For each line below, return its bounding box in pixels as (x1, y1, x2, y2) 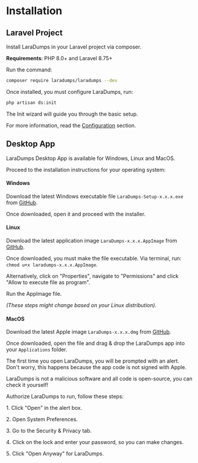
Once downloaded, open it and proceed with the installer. (6, 210, 146, 217)
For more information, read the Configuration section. (6, 122, 137, 129)
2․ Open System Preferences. (6, 416, 78, 423)
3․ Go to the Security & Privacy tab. (6, 427, 92, 435)
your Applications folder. (6, 346, 68, 353)
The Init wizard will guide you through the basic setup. (6, 110, 138, 118)
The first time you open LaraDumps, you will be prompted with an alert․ (6, 357, 180, 364)
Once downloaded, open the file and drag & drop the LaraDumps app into (6, 340, 185, 347)
